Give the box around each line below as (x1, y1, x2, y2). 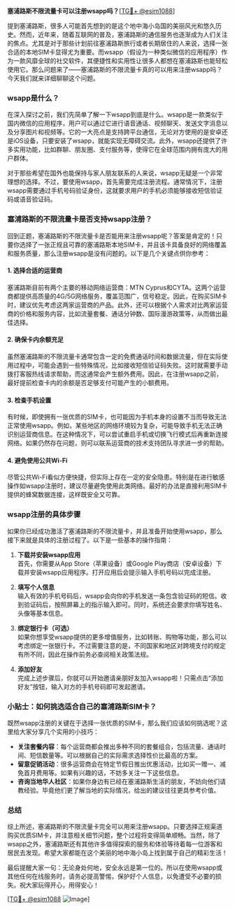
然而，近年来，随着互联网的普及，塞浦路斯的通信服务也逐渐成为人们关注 (19, 31, 228, 38)
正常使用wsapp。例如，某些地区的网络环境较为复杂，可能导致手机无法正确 (7, 421, 222, 430)
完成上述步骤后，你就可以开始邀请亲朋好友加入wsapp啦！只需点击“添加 (17, 674, 224, 682)
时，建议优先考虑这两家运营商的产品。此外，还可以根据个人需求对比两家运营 (7, 301, 228, 309)
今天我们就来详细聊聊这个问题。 (7, 74, 99, 82)
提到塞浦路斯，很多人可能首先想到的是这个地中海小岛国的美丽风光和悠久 (7, 22, 215, 30)
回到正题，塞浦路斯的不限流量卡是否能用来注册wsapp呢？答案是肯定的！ (7, 231, 217, 240)
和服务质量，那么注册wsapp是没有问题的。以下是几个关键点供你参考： (7, 249, 211, 257)
